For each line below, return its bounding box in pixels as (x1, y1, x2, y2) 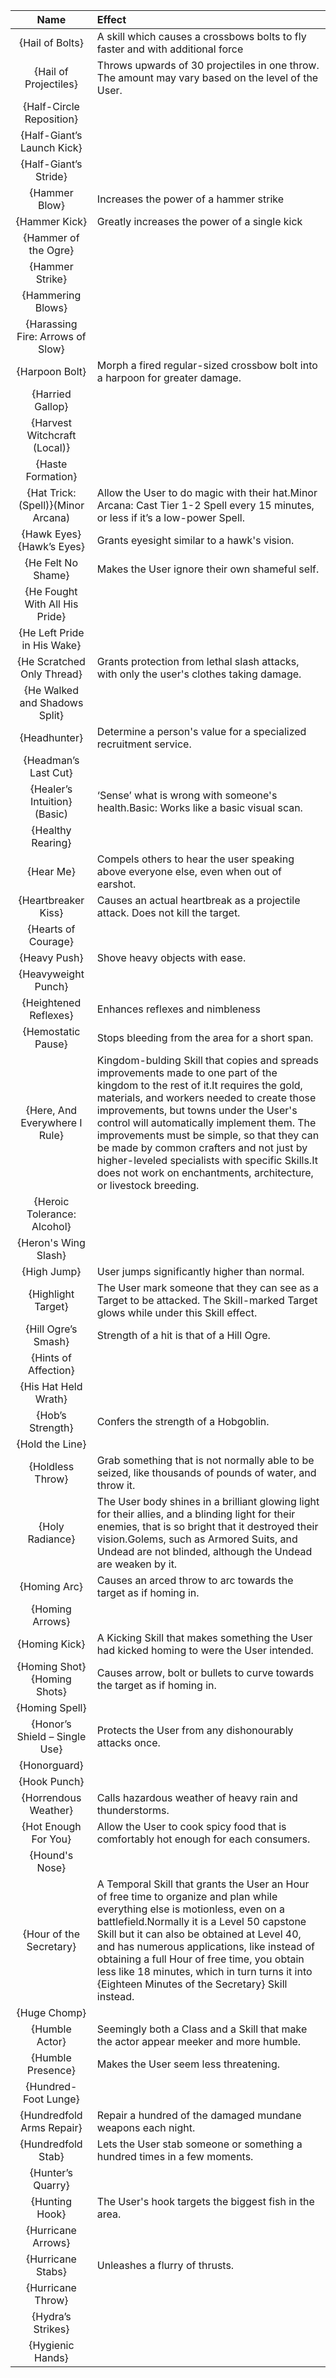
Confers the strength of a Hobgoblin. (96, 1415, 270, 1428)
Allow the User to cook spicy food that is (96, 1820, 287, 1833)
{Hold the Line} (16, 1437, 87, 1451)
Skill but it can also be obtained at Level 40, (96, 1927, 302, 1941)
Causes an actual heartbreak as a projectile (96, 894, 301, 907)
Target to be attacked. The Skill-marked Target (96, 1294, 318, 1307)
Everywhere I (20, 1116, 83, 1129)
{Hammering (21, 289, 82, 302)
